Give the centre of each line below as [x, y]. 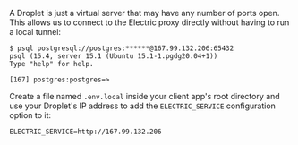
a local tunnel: [35, 32]
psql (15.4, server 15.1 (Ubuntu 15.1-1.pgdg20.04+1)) [114, 56]
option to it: [30, 115]
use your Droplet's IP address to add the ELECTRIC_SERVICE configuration [142, 106]
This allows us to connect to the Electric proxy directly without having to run [149, 22]
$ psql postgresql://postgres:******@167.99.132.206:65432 [122, 48]
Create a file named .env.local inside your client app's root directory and [145, 96]
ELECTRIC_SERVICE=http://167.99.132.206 [86, 132]
